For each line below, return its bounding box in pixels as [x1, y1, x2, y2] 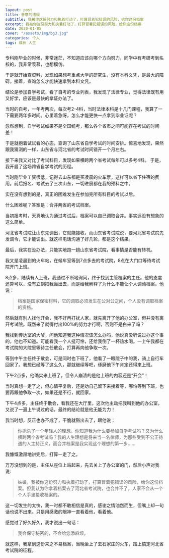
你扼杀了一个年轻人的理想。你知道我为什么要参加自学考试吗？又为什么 [17, 428, 163, 434]
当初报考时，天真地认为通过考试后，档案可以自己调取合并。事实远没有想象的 [5, 213, 164, 219]
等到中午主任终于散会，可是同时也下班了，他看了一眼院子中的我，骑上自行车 [5, 355, 164, 361]
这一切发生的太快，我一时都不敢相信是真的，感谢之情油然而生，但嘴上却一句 [5, 502, 164, 508]
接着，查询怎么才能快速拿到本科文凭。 [14, 78, 94, 84]
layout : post [5, 7, 33, 13]
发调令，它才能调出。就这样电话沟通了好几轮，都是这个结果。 [5, 236, 133, 242]
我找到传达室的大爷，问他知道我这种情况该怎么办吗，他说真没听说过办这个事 [5, 332, 164, 338]
